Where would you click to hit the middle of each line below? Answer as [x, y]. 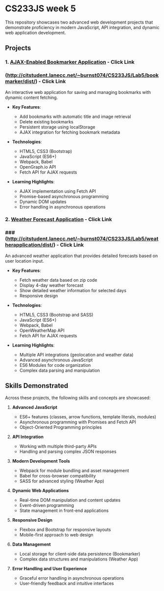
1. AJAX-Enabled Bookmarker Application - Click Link [70, 62]
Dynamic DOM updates [43, 202]
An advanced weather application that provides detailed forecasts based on [82, 256]
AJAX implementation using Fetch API [58, 191]
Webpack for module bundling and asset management [74, 471]
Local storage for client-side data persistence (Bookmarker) [80, 554]
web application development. [35, 32]
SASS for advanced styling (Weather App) [62, 481]
